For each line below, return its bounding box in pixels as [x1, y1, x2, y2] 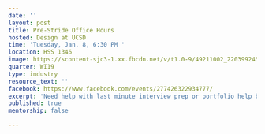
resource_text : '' [8, 77, 69, 85]
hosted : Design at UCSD [8, 33, 87, 42]
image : [8, 56, 30, 64]
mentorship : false [8, 107, 69, 115]
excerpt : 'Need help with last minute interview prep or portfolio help [8, 92, 252, 100]
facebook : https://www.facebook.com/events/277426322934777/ [8, 84, 214, 93]
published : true [8, 99, 62, 107]
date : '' [8, 11, 37, 20]
